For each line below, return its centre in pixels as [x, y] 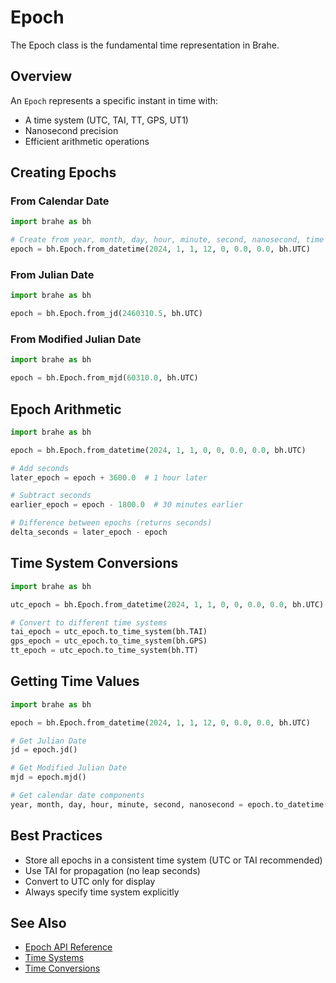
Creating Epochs [63, 172]
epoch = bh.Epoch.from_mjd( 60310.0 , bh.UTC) [104, 378]
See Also [38, 923]
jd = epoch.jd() [44, 750]
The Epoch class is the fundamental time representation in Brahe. [145, 45]
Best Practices [56, 836]
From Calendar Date [60, 201]
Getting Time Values [75, 681]
